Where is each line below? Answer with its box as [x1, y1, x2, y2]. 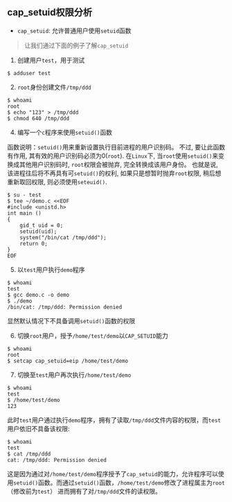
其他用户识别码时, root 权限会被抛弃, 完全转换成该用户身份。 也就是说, [19, 160, 218, 168]
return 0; [19, 240, 48, 247]
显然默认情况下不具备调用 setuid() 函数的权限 [7, 316, 136, 325]
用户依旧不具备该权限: [7, 424, 71, 432]
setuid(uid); [19, 228, 57, 235]
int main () [7, 209, 42, 217]
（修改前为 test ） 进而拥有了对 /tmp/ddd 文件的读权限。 [7, 487, 161, 495]
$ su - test [7, 191, 42, 198]
